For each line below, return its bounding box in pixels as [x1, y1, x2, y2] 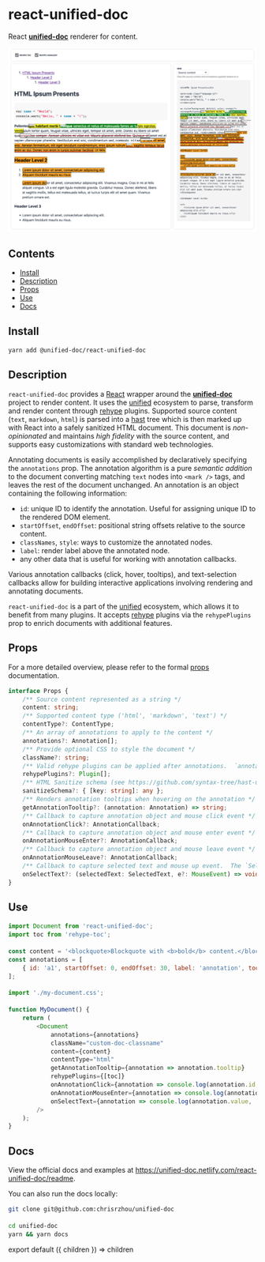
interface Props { [8, 687, 69, 695]
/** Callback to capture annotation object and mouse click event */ [22, 812, 256, 819]
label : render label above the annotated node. [19, 545, 170, 555]
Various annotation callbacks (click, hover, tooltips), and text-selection [8, 569, 237, 578]
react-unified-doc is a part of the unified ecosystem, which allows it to [8, 601, 240, 611]
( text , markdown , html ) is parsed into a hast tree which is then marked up [8, 414, 242, 424]
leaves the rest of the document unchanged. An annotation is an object [8, 480, 239, 489]
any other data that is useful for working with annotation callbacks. [19, 554, 237, 563]
